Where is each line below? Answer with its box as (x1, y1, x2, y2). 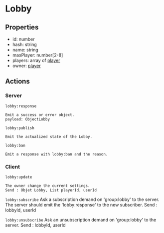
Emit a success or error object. (5, 112, 75, 117)
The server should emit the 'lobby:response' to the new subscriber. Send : (5, 201, 158, 207)
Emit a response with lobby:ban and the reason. (5, 151, 108, 156)
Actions (5, 77, 30, 85)
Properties (5, 23, 39, 31)
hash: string (12, 41, 37, 47)
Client (5, 163, 20, 170)
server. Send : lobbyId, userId (5, 222, 66, 228)
